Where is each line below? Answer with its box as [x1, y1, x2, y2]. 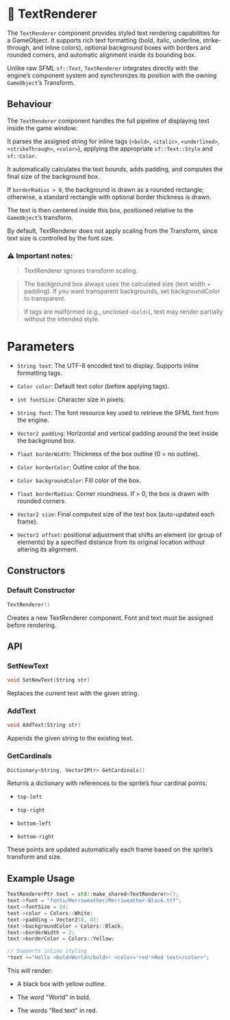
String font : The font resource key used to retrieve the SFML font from [16, 408, 219, 416]
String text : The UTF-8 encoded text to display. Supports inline [16, 361, 199, 369]
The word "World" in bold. [16, 993, 91, 1002]
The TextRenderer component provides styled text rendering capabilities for [7, 29, 220, 37]
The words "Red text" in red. [16, 1006, 98, 1015]
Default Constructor [7, 586, 75, 595]
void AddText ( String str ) [7, 722, 81, 729]
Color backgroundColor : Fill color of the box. [16, 476, 142, 484]
